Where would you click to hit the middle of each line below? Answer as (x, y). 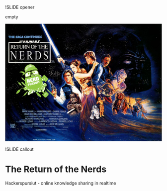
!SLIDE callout (19, 149)
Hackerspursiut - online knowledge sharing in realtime (61, 183)
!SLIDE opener (20, 7)
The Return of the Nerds (56, 169)
